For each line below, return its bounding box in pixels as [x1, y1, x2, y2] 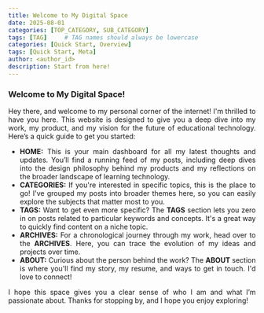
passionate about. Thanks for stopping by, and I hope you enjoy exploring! [8, 296, 249, 305]
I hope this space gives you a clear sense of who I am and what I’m [8, 288, 256, 297]
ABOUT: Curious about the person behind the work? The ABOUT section [19, 256, 257, 265]
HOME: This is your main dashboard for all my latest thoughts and [19, 147, 256, 156]
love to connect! [19, 272, 72, 282]
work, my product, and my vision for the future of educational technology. [8, 123, 256, 133]
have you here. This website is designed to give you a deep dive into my [8, 115, 256, 124]
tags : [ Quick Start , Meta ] [8, 48, 97, 56]
